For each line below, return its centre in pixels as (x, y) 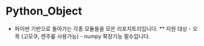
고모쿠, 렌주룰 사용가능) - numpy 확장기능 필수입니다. (86, 36)
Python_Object (44, 11)
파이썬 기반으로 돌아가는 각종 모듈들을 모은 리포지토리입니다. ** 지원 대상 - (103, 28)
